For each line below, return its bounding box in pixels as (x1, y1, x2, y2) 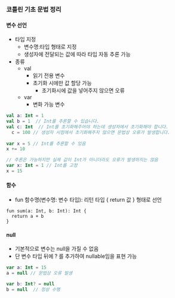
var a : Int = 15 (6, 264, 47, 270)
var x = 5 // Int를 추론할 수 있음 (6, 141, 86, 147)
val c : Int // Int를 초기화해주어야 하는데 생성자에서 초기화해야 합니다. (6, 124, 169, 130)
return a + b (11, 214, 44, 220)
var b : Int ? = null (6, 281, 55, 287)
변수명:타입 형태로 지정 (23, 43, 77, 50)
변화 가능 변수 (32, 101, 65, 108)
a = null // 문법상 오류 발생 (6, 270, 73, 276)
